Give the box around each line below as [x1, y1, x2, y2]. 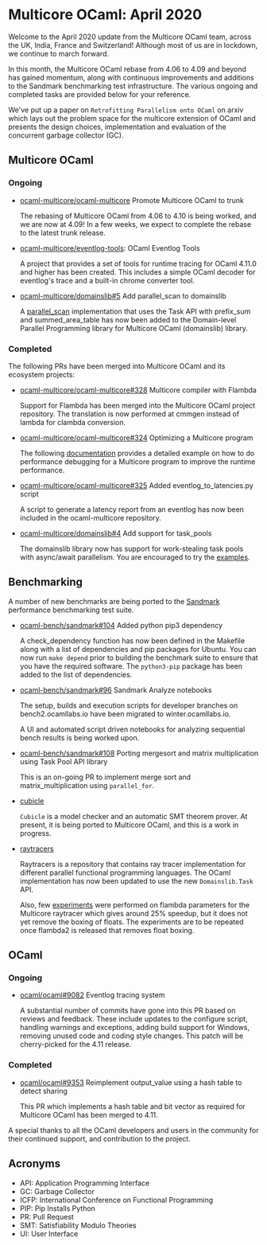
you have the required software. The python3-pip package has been [19, 661, 243, 670]
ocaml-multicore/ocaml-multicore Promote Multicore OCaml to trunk [19, 195, 244, 205]
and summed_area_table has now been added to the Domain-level [19, 314, 237, 324]
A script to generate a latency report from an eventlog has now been [19, 504, 245, 514]
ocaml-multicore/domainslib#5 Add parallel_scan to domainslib [19, 291, 226, 300]
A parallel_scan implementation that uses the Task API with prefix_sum [19, 306, 251, 316]
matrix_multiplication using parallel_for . [19, 780, 155, 790]
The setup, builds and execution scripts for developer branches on [19, 701, 238, 710]
